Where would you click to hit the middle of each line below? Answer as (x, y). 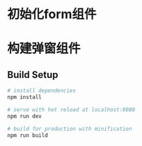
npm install (24, 97)
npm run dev (24, 116)
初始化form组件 (52, 14)
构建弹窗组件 (44, 49)
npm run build (28, 135)
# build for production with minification (70, 129)
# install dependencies (42, 91)
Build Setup (33, 75)
